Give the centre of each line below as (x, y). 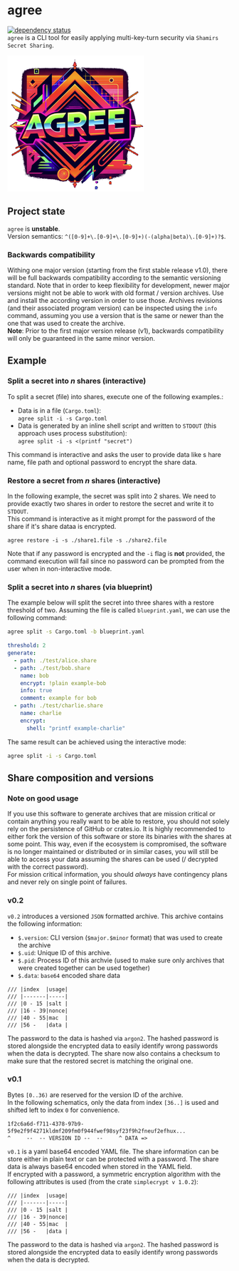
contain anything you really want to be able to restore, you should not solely (118, 821)
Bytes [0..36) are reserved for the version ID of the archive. (95, 1095)
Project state (36, 211)
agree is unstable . (34, 228)
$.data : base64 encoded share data (69, 975)
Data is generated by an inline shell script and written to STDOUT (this (117, 426)
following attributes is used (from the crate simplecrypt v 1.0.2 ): (103, 1181)
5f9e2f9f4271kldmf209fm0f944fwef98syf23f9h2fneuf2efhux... (97, 1131)
